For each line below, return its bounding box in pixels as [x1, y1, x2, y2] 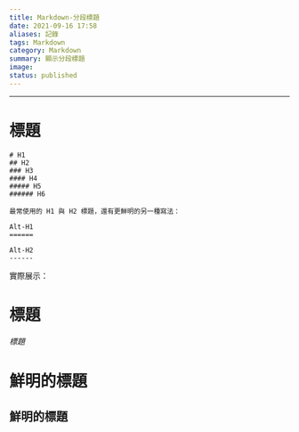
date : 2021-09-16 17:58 [9, 21, 98, 30]
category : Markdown [9, 46, 82, 55]
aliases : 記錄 [9, 29, 60, 38]
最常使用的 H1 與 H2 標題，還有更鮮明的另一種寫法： [9, 207, 181, 216]
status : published [9, 71, 77, 80]
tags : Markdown [9, 37, 66, 47]
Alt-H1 [9, 222, 34, 232]
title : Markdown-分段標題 [9, 12, 101, 22]
